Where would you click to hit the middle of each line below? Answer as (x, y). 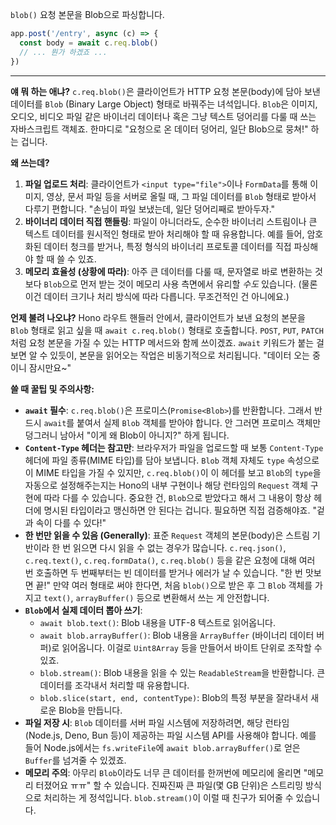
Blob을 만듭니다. (90, 710)
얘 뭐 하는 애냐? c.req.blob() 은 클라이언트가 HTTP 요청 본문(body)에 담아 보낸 (165, 91)
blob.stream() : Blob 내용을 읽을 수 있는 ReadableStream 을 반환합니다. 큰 (182, 672)
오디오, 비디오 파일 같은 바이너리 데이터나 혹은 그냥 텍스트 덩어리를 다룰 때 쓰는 (163, 116)
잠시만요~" (50, 367)
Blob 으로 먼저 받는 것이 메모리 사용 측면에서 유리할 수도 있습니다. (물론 (180, 284)
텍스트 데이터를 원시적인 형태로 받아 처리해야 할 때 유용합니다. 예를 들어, (164, 234)
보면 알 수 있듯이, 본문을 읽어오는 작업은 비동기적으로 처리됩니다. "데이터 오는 (160, 355)
